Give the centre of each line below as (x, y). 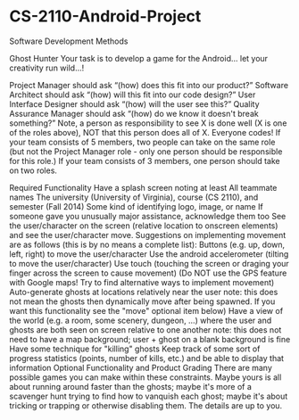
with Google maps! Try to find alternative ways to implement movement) (142, 282)
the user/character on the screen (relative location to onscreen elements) (144, 226)
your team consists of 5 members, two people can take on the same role (142, 142)
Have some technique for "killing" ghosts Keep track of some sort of (135, 349)
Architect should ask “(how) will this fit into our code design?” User (133, 95)
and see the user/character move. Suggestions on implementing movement (148, 235)
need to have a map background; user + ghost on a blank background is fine (150, 339)
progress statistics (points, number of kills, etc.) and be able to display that (146, 358)
